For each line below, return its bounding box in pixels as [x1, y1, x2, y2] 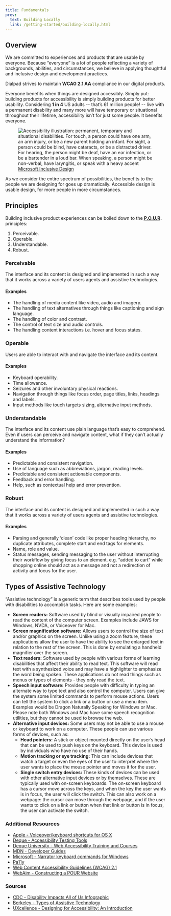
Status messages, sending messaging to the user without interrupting [12, 551, 159, 557]
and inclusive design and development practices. [5, 71, 109, 77]
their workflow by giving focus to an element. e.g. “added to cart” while [12, 556, 163, 563]
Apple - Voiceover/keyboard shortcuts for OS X [12, 831, 112, 838]
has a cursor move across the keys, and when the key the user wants [20, 785, 166, 792]
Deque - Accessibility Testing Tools [12, 837, 88, 843]
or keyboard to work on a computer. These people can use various [12, 725, 153, 732]
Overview [5, 40, 37, 49]
